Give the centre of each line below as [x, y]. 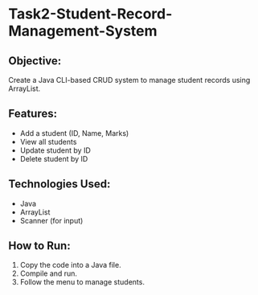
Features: [33, 114]
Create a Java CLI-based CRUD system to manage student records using [129, 80]
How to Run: [39, 246]
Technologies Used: [59, 184]
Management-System [83, 31]
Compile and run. [49, 273]
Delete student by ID [54, 158]
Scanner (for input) [51, 220]
